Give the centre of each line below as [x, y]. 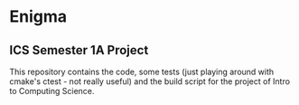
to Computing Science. [52, 91]
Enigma [38, 17]
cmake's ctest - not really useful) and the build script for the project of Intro [150, 81]
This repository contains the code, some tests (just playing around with [142, 72]
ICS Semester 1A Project [79, 50]
